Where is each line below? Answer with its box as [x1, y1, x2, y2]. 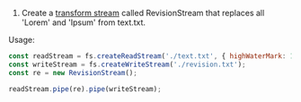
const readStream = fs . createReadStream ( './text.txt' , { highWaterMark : [8, 52, 287, 61]
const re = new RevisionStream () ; [8, 68, 138, 77]
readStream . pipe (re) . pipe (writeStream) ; [8, 84, 163, 93]
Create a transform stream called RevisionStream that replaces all [21, 8, 265, 18]
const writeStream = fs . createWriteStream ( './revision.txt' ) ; [8, 60, 246, 69]
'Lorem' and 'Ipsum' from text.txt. [21, 17, 146, 28]
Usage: [8, 35, 35, 45]
